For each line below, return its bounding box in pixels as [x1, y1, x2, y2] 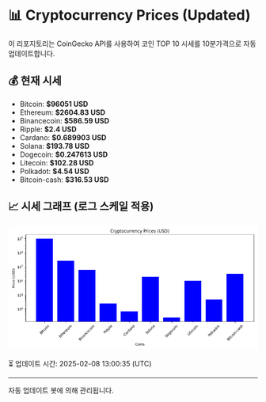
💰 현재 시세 [8, 74, 62, 88]
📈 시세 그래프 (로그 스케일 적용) [8, 199, 154, 214]
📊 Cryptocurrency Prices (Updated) [8, 6, 251, 25]
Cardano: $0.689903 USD [19, 132, 107, 142]
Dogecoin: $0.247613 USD [19, 150, 108, 159]
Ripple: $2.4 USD [19, 124, 77, 134]
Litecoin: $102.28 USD [19, 157, 94, 167]
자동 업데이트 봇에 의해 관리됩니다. [8, 385, 114, 395]
